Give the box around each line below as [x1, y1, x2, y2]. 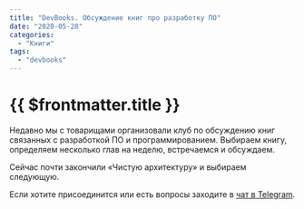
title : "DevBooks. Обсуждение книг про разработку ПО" [9, 13, 221, 23]
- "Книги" [17, 38, 54, 48]
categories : [9, 30, 54, 39]
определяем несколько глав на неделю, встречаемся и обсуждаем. [9, 144, 275, 154]
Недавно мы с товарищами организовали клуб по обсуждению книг [9, 124, 275, 135]
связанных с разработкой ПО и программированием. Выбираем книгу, [9, 134, 288, 145]
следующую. [9, 171, 60, 182]
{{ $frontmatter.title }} [9, 95, 181, 115]
